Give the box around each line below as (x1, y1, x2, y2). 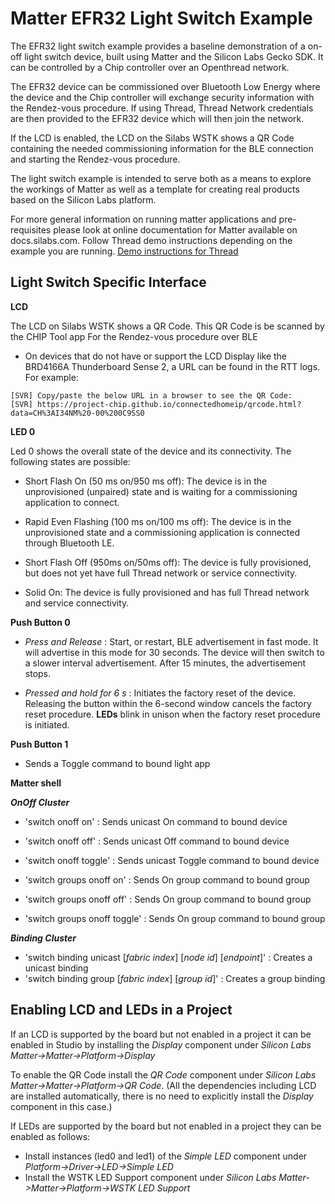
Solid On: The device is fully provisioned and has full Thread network (24, 586, 310, 598)
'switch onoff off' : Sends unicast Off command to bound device (24, 835, 290, 847)
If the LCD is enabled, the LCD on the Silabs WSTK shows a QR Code (10, 132, 295, 144)
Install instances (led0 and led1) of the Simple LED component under (24, 1150, 308, 1162)
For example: (24, 371, 79, 383)
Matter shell (10, 777, 62, 789)
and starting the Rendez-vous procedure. (10, 153, 181, 165)
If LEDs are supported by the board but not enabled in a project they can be (10, 1120, 322, 1132)
